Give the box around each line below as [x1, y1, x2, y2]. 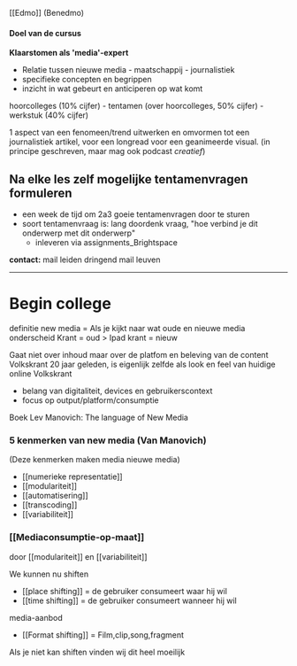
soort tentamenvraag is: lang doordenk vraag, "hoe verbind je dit [21, 219, 258, 229]
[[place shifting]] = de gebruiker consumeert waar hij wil [21, 585, 228, 596]
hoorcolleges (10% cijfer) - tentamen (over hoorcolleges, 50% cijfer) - [9, 101, 264, 112]
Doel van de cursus [9, 27, 82, 38]
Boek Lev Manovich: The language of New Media [9, 412, 188, 422]
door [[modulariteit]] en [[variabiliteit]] [9, 551, 148, 561]
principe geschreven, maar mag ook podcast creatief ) [9, 146, 206, 157]
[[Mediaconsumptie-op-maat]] [9, 531, 145, 544]
